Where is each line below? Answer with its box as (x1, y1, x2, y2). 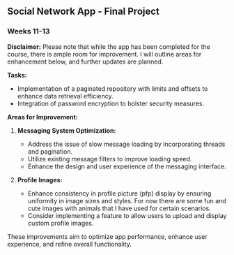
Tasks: (7, 71, 27, 79)
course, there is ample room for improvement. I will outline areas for (7, 50, 202, 58)
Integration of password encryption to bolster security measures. (17, 99, 205, 108)
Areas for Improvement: (7, 112, 78, 121)
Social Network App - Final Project (7, 6, 160, 17)
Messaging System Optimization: (17, 126, 116, 135)
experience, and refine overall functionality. (7, 240, 132, 248)
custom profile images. (27, 219, 94, 227)
